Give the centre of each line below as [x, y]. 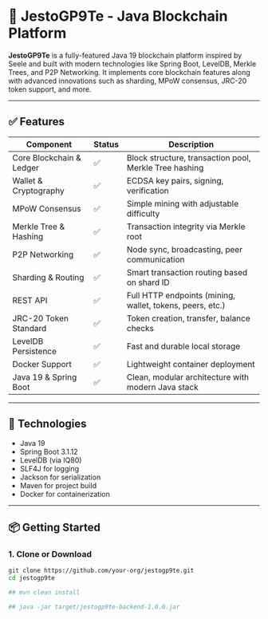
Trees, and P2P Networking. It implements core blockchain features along [129, 72]
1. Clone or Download [50, 554]
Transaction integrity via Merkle [186, 227]
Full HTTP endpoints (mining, [181, 295]
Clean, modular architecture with [188, 377]
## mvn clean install [44, 593]
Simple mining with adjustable [183, 203]
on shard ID [148, 282]
